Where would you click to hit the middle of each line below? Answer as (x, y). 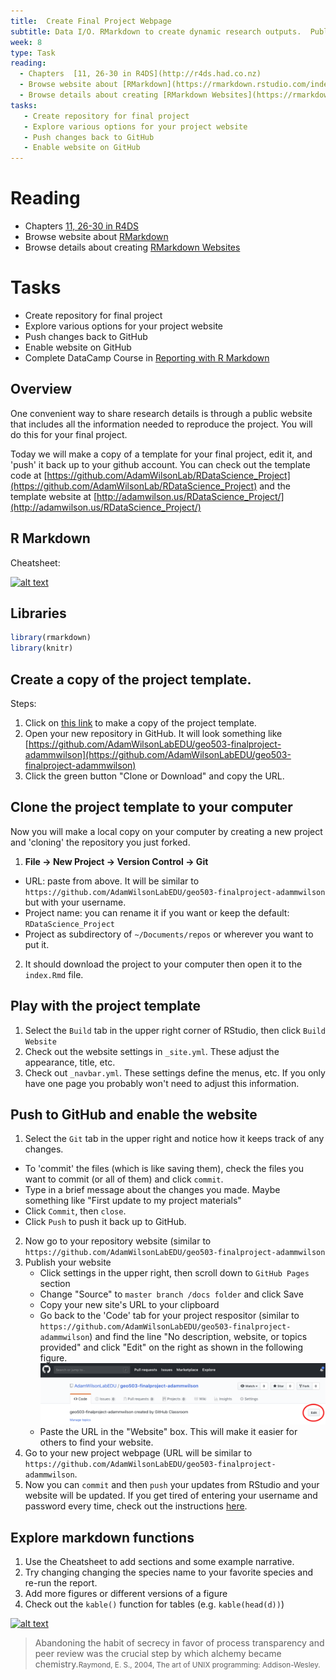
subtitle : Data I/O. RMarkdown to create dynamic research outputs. (156, 31)
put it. (37, 944)
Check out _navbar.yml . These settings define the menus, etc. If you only (175, 1072)
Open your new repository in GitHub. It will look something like (153, 733)
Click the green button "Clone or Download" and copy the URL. (154, 776)
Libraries (38, 613)
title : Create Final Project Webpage (91, 21)
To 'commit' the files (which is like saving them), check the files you (164, 1169)
